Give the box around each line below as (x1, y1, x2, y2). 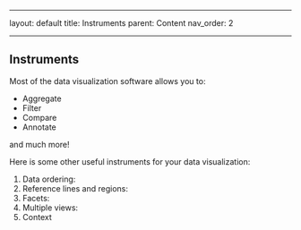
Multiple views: (21, 202, 79, 213)
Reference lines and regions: (21, 183, 128, 193)
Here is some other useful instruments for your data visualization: (9, 156, 251, 166)
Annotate (21, 122, 56, 132)
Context (21, 211, 52, 222)
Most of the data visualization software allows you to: (9, 75, 206, 86)
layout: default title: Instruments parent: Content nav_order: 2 (9, 18, 234, 28)
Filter (21, 102, 42, 113)
